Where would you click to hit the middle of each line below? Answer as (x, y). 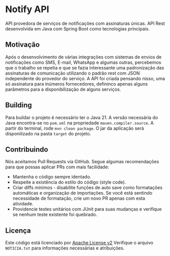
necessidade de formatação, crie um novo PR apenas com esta (79, 198)
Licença (18, 230)
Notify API (27, 9)
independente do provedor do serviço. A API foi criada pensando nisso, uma (85, 78)
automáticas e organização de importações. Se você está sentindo (82, 193)
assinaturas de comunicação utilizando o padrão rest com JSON (73, 73)
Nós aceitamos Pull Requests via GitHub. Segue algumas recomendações (82, 162)
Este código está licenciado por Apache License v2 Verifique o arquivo (79, 243)
